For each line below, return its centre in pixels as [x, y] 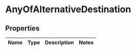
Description [59, 43]
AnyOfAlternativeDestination [68, 9]
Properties [22, 28]
